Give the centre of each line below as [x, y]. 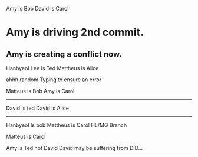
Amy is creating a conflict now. [64, 54]
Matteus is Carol [26, 136]
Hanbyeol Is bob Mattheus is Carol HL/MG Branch [67, 125]
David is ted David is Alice [38, 108]
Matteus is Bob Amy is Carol [40, 91]
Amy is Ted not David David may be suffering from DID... [75, 148]
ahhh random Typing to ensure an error [54, 80]
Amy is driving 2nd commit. [75, 32]
